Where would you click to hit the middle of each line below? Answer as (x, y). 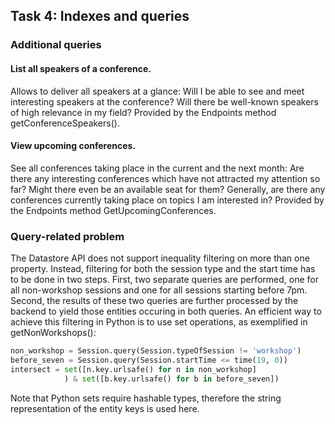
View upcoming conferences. (73, 146)
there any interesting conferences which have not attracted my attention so (165, 178)
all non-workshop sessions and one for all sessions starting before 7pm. (159, 290)
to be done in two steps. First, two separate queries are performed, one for (164, 280)
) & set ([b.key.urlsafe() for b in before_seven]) (171, 379)
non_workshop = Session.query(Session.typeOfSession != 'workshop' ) (156, 351)
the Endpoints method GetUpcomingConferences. (113, 210)
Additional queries (56, 45)
